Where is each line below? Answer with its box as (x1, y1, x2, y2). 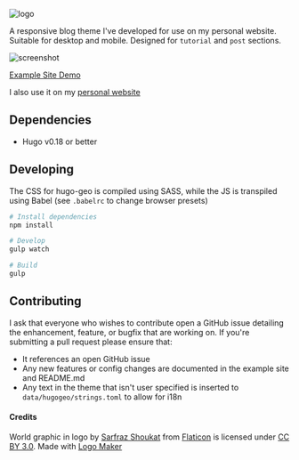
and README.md (21, 372, 85, 383)
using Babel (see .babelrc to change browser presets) (9, 195, 209, 206)
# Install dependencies (9, 212, 98, 222)
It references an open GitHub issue (21, 353, 150, 364)
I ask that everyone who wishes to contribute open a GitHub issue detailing (9, 317, 285, 328)
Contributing (9, 294, 82, 309)
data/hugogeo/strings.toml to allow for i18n (21, 391, 182, 402)
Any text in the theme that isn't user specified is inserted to (21, 382, 239, 392)
